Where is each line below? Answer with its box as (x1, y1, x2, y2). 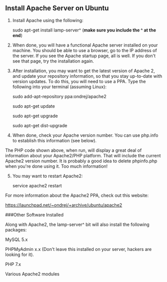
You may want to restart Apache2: (12, 173, 83, 179)
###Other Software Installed (5, 211, 64, 217)
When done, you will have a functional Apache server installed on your (12, 42, 158, 48)
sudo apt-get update (12, 103, 55, 109)
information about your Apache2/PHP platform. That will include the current (5, 152, 161, 158)
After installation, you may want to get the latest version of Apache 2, (12, 68, 155, 74)
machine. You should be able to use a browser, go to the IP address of (12, 47, 157, 53)
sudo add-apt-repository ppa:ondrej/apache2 (12, 93, 106, 99)
